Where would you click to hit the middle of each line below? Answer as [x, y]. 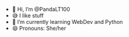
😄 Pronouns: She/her [39, 28]
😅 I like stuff [28, 16]
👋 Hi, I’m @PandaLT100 [41, 9]
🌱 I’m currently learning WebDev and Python [67, 22]
